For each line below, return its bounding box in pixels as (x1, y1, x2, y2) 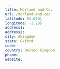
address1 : (5, 25, 25, 30)
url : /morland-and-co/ (5, 12, 51, 17)
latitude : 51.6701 (5, 16, 42, 21)
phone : (5, 52, 18, 57)
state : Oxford (5, 39, 34, 44)
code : (5, 43, 16, 48)
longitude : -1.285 (5, 20, 42, 26)
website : (5, 57, 23, 62)
